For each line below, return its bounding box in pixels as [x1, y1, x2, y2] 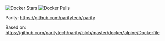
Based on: [5, 24, 26, 30]
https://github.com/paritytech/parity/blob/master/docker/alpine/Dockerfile [5, 30, 160, 35]
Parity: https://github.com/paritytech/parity [5, 15, 95, 20]
